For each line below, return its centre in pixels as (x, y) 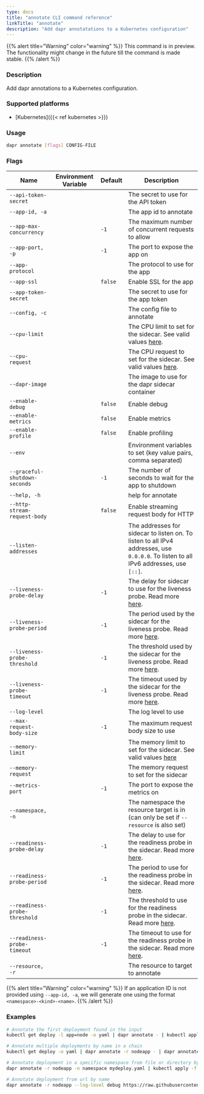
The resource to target (160, 966)
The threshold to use (158, 900)
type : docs (20, 12)
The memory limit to (157, 742)
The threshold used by (160, 647)
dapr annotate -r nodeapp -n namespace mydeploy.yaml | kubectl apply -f (102, 1068)
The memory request (158, 768)
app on (138, 255)
